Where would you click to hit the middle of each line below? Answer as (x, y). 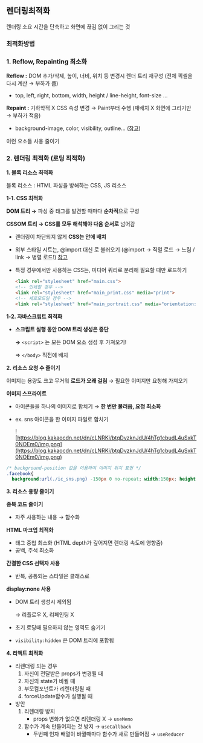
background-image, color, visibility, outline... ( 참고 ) (78, 128)
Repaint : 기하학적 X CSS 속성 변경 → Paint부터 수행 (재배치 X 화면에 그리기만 (99, 108)
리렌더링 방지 (40, 712)
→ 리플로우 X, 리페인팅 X (44, 615)
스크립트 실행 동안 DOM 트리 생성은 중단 (62, 329)
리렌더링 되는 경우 (36, 666)
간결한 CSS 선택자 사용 (33, 563)
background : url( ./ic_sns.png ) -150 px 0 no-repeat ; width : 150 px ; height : (105, 479)
